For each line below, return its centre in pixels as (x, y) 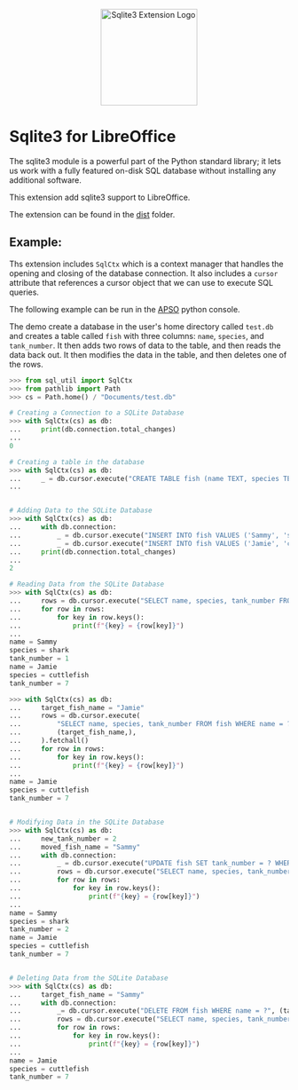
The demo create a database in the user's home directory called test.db (141, 326)
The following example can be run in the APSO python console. (125, 309)
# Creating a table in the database (77, 462)
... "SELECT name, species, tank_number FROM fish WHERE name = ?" (152, 724)
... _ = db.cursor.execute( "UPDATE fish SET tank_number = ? (141, 864)
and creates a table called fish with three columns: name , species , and (137, 336)
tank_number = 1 (39, 659)
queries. (24, 292)
